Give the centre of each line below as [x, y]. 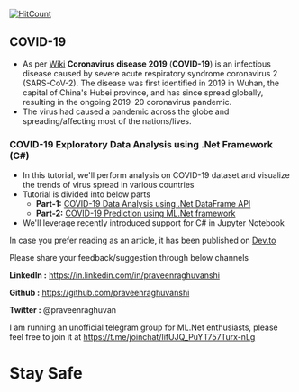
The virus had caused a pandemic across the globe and [126, 111]
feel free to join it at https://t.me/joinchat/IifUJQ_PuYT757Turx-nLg [132, 337]
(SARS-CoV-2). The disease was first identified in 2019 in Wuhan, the [151, 83]
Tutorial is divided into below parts [86, 194]
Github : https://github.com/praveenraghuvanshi [100, 293]
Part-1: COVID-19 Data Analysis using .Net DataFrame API [143, 204]
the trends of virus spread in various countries [108, 185]
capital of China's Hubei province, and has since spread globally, [143, 92]
